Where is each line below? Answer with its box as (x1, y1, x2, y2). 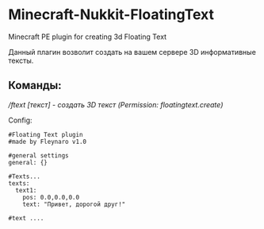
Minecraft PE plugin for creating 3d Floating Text (8, 32, 167, 41)
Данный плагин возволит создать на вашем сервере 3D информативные (8, 47, 256, 56)
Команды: (8, 79, 62, 92)
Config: (8, 115, 33, 125)
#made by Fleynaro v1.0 (8, 138, 87, 146)
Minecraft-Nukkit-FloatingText (8, 6, 214, 24)
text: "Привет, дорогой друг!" (22, 200, 126, 208)
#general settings (8, 151, 69, 160)
